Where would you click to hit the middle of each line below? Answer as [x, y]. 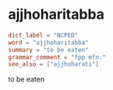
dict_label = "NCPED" [43, 35]
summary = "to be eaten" [48, 50]
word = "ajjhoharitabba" [48, 42]
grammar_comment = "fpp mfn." [57, 57]
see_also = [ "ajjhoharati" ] [54, 64]
